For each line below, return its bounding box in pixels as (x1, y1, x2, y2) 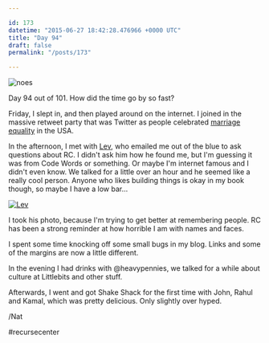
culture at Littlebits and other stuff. (8, 272, 123, 282)
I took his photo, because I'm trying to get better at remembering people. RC (8, 215, 261, 225)
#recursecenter (8, 327, 60, 337)
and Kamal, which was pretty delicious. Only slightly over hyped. (8, 296, 222, 306)
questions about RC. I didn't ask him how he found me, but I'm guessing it (8, 150, 253, 160)
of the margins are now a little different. (8, 248, 139, 258)
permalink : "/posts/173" (8, 49, 92, 57)
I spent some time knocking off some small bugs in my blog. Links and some (8, 239, 261, 249)
